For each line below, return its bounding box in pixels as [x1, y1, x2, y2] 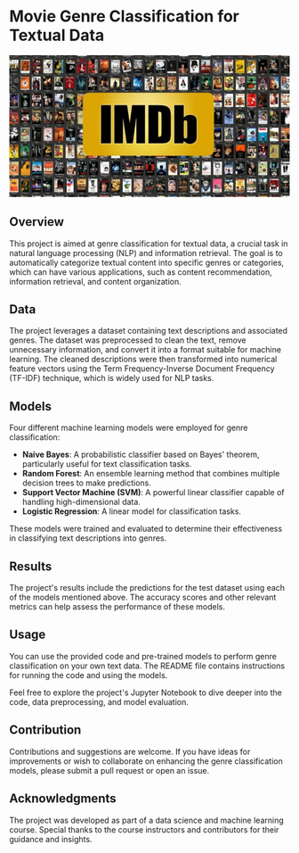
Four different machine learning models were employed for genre [9, 422, 248, 434]
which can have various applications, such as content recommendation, [9, 266, 273, 277]
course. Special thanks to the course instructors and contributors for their [9, 824, 279, 835]
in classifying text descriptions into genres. [9, 533, 167, 543]
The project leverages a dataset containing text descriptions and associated [9, 326, 287, 336]
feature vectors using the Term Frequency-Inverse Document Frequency [9, 363, 275, 374]
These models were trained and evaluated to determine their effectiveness [9, 524, 283, 534]
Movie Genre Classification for [9, 6, 240, 27]
